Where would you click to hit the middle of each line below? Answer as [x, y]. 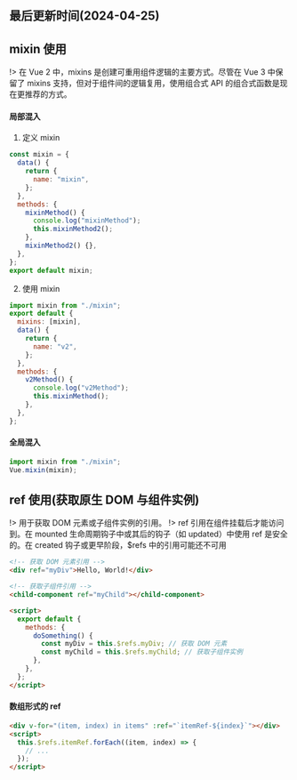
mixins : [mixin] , [49, 322]
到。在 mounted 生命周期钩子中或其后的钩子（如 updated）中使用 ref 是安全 [148, 534]
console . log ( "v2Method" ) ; [80, 388]
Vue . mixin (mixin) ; [43, 470]
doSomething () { [63, 635]
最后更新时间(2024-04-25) [84, 16]
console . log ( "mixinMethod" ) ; [87, 221]
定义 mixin [41, 138]
